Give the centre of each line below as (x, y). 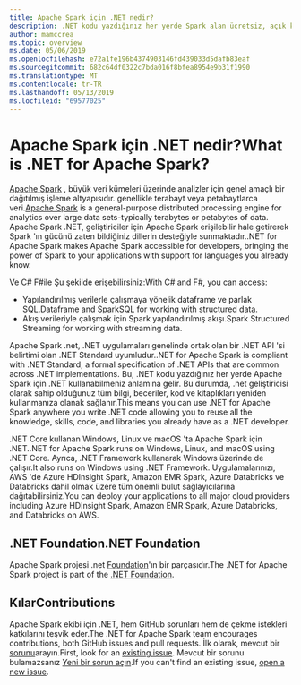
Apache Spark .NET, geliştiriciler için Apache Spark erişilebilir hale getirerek (149, 227)
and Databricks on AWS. (54, 515)
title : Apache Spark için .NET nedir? (82, 17)
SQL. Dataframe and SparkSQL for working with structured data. (140, 309)
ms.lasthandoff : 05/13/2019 (62, 92)
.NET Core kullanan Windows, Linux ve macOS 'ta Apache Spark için (136, 439)
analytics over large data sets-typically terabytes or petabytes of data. (139, 218)
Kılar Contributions (62, 602)
